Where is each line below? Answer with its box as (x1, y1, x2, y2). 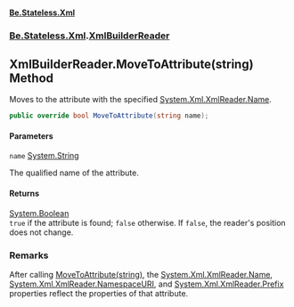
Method (9, 70, 54, 85)
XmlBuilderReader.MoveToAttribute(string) (9, 56, 254, 71)
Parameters (9, 130, 53, 141)
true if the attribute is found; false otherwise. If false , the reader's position (9, 217, 287, 228)
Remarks (9, 249, 49, 262)
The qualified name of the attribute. (9, 167, 140, 178)
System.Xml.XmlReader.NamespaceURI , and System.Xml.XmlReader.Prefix (9, 279, 284, 289)
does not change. (9, 227, 74, 238)
